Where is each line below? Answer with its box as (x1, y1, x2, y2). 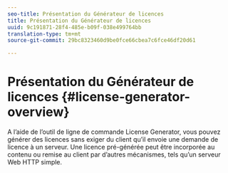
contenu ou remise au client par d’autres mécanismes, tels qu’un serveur (7, 150, 221, 159)
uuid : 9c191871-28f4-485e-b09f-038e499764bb (7, 23, 142, 31)
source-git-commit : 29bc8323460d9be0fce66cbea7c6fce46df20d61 (7, 37, 196, 44)
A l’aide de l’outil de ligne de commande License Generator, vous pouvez (7, 127, 221, 136)
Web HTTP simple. (7, 158, 63, 167)
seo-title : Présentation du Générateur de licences (7, 10, 164, 18)
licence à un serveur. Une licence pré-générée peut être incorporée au (7, 143, 215, 152)
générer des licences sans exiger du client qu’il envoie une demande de (7, 135, 219, 144)
